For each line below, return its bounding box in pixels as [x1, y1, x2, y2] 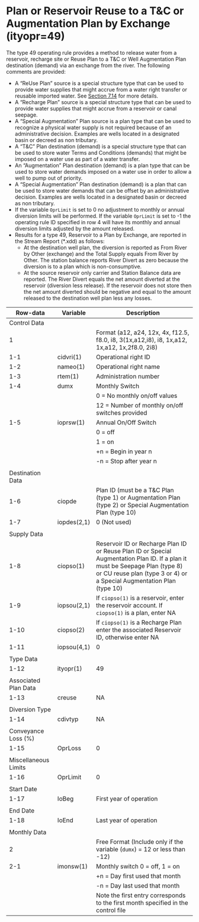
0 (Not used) [95, 518, 132, 526]
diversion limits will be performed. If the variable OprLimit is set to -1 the [14, 212, 191, 219]
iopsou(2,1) [57, 601, 91, 609]
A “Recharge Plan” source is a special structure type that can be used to [14, 98, 191, 105]
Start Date [9, 785, 37, 793]
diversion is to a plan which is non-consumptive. [23, 263, 142, 270]
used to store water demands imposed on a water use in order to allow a [14, 168, 192, 175]
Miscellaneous [9, 755, 50, 764]
